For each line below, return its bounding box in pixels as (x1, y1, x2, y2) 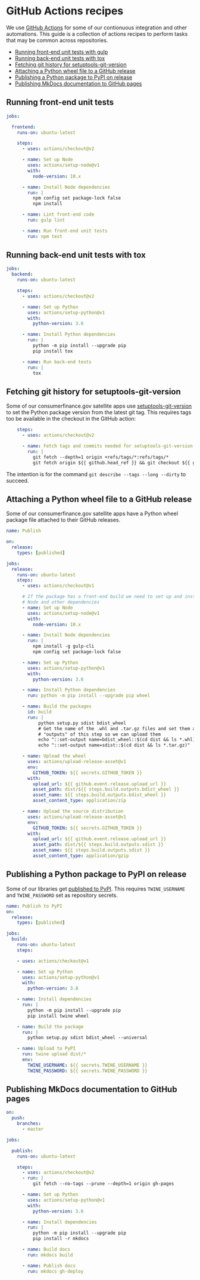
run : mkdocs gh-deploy (27, 1268, 84, 1274)
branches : (17, 1120, 42, 1127)
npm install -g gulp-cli (32, 644, 95, 650)
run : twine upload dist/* (21, 1051, 86, 1057)
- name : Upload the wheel (21, 753, 86, 760)
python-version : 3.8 (27, 985, 79, 991)
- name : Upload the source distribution (21, 809, 124, 814)
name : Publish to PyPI (6, 903, 62, 909)
